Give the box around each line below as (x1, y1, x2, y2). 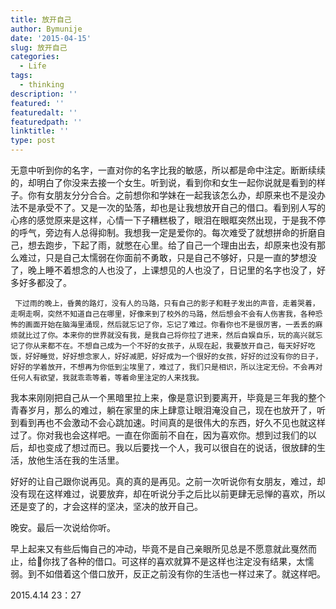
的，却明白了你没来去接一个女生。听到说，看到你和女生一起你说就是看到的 (10, 177, 317, 188)
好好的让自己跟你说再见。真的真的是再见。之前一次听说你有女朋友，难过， (10, 476, 317, 487)
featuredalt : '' (10, 107, 78, 118)
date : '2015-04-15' (10, 33, 92, 43)
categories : (10, 52, 60, 62)
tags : (10, 71, 33, 81)
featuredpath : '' (10, 117, 83, 127)
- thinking (19, 80, 65, 90)
